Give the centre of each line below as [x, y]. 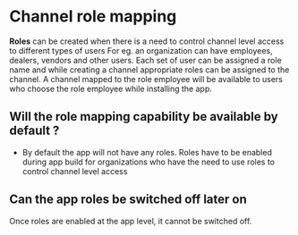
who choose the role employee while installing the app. [111, 88]
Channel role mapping [93, 17]
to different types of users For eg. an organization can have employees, [141, 50]
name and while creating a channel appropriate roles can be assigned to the [149, 70]
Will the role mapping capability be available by [144, 117]
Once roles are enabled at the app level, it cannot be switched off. [131, 221]
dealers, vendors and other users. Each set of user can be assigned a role [145, 60]
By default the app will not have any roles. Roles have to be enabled [147, 152]
